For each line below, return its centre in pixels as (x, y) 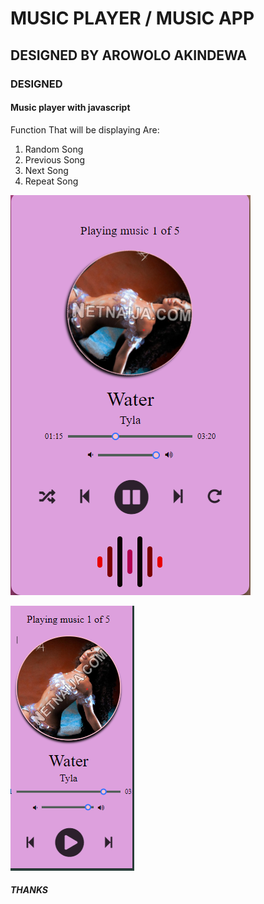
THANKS (29, 890)
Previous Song (55, 159)
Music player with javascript (70, 108)
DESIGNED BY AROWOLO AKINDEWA (129, 55)
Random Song (54, 149)
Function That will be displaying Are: (85, 129)
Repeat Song (51, 181)
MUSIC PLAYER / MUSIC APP (132, 18)
